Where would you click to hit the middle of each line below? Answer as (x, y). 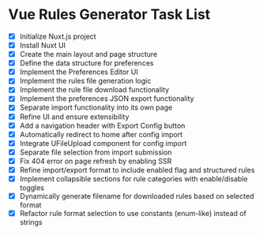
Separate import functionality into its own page (96, 107)
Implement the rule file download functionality (94, 90)
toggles (32, 188)
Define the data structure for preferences (86, 63)
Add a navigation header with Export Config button (102, 125)
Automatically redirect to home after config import (101, 134)
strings (31, 222)
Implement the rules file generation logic (85, 81)
